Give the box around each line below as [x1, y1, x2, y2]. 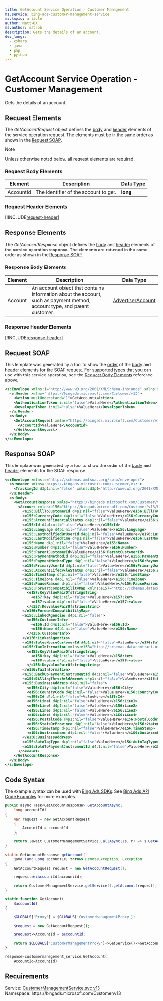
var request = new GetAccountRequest [14, 817, 90, 822]
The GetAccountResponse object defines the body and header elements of [5, 241, 155, 247]
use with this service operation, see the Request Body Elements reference [5, 372, 153, 377]
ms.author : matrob [5, 25, 42, 30]
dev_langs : [5, 35, 27, 39]
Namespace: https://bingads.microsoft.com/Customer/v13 [5, 990, 121, 996]
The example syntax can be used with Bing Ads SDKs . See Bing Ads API [5, 788, 149, 794]
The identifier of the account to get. [35, 189, 116, 196]
